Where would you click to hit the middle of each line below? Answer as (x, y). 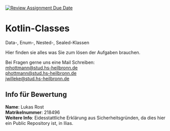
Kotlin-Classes (38, 29)
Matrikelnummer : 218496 (33, 112)
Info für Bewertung (36, 95)
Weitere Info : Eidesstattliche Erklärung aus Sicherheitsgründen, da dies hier (85, 118)
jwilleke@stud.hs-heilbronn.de (37, 78)
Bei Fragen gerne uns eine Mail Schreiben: (50, 62)
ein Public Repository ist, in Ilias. (39, 123)
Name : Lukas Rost (25, 107)
